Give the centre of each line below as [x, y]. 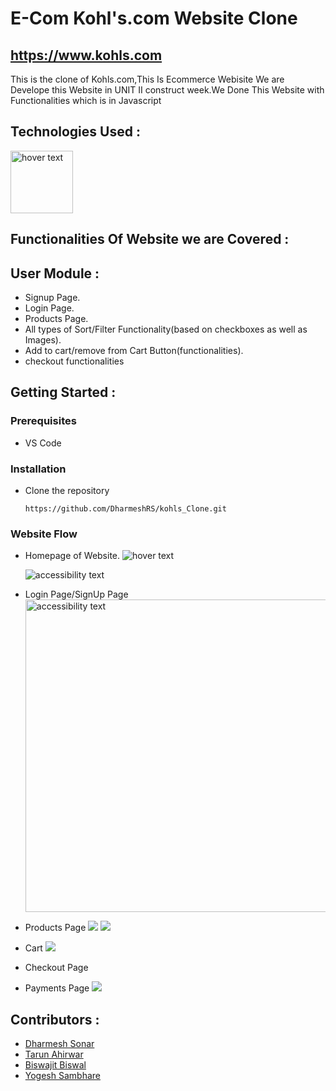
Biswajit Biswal [55, 1065]
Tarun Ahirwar [54, 1054]
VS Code [43, 443]
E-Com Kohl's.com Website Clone [154, 18]
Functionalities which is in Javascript [86, 100]
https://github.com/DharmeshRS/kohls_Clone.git [125, 509]
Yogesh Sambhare [62, 1076]
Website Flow [44, 534]
